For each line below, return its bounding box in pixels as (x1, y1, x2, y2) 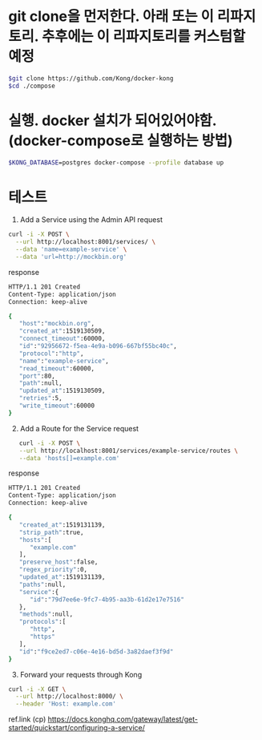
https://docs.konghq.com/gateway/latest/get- (47, 714, 199, 724)
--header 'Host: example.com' (15, 700, 116, 708)
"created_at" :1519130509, (18, 327, 106, 335)
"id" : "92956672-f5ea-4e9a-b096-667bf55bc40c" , (18, 342, 178, 350)
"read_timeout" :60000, (18, 364, 95, 373)
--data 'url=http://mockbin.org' (15, 253, 127, 261)
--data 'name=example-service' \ (15, 245, 127, 253)
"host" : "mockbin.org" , (18, 320, 95, 328)
